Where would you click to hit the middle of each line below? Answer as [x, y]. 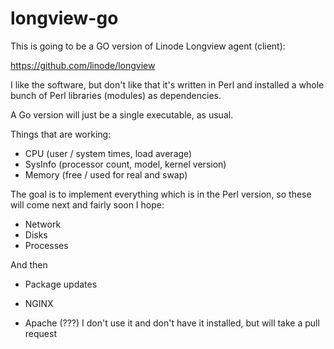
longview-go [64, 18]
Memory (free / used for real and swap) [106, 174]
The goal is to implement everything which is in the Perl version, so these [161, 194]
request [40, 333]
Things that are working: [61, 134]
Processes [46, 245]
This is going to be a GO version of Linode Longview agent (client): [148, 46]
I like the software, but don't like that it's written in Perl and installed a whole [167, 84]
